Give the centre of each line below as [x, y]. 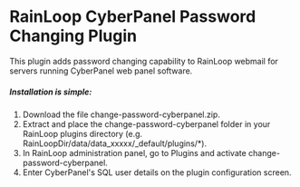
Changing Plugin [73, 36]
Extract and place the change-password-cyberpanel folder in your [146, 123]
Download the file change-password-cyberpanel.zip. [121, 114]
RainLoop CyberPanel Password [133, 17]
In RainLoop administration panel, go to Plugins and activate [134, 153]
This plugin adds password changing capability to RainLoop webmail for [144, 61]
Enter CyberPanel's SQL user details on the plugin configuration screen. [157, 172]
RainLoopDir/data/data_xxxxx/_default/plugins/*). [114, 143]
